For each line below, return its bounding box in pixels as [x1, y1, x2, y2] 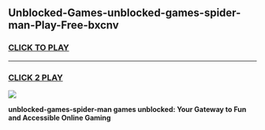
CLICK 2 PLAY [8, 72, 63, 83]
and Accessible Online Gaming [8, 113, 111, 122]
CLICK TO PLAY [8, 43, 69, 54]
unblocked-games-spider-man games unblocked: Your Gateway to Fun [8, 104, 247, 113]
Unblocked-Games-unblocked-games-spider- [8, 6, 241, 20]
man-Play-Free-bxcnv [8, 19, 120, 32]
